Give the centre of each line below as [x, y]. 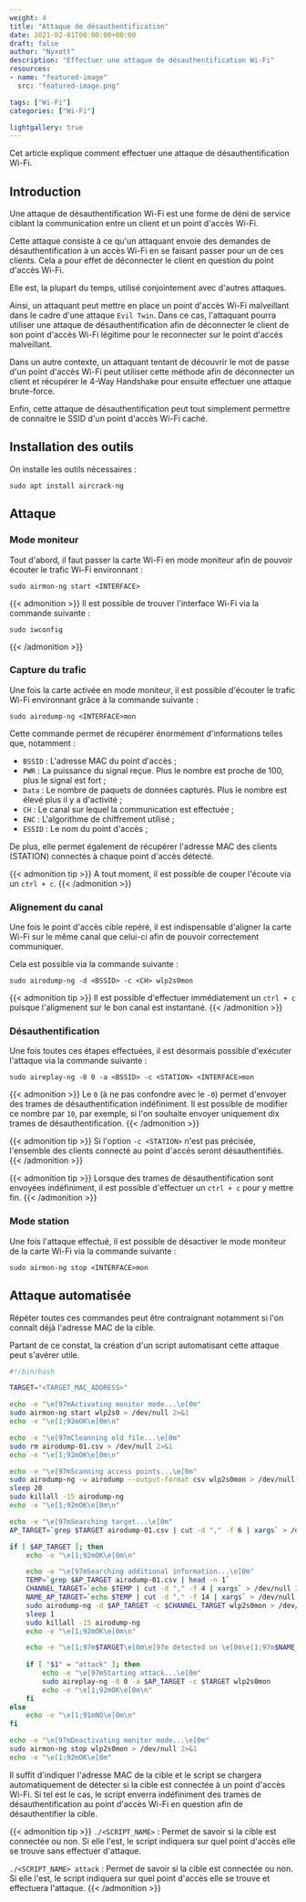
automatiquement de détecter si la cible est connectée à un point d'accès [147, 1784]
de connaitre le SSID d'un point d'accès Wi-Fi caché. [109, 419]
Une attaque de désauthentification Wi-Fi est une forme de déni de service [150, 214]
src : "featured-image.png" [69, 86]
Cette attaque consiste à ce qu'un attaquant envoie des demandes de [140, 241]
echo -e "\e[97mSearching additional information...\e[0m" [140, 1571]
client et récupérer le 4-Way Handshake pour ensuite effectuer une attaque [151, 382]
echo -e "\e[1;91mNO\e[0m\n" [81, 1716]
